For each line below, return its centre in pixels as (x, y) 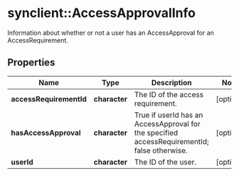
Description (171, 82)
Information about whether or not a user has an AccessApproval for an (111, 33)
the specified (156, 133)
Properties (31, 63)
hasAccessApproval (46, 133)
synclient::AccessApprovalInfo (101, 13)
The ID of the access (169, 94)
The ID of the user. (165, 162)
